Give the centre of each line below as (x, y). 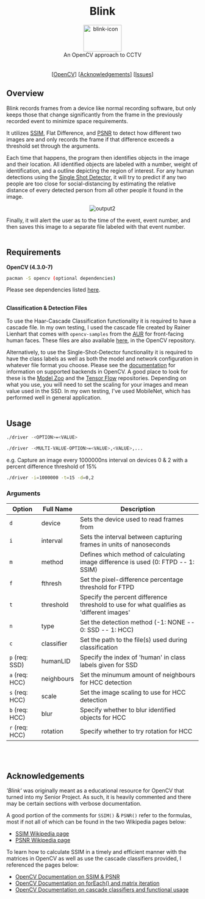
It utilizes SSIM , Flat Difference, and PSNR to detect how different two (94, 133)
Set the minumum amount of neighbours (138, 675)
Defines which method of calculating (132, 554)
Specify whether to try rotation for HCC (136, 731)
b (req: (19, 710)
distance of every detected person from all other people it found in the (95, 190)
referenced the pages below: (43, 865)
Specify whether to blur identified (128, 710)
